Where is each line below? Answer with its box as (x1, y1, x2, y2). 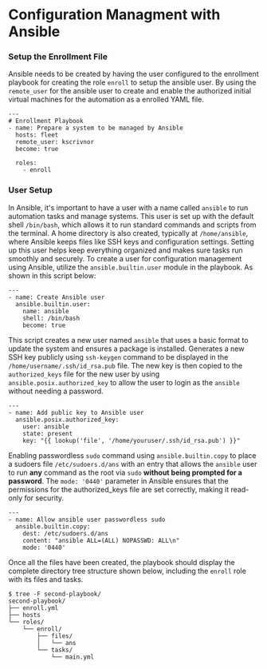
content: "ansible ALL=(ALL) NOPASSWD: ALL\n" (22, 536, 180, 544)
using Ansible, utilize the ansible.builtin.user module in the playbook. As (8, 262, 253, 272)
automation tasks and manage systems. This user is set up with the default (8, 211, 254, 221)
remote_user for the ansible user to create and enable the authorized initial (8, 86, 252, 96)
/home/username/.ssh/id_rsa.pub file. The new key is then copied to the (8, 360, 243, 370)
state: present (22, 429, 73, 437)
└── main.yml (50, 653, 94, 661)
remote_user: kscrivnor (15, 138, 94, 146)
